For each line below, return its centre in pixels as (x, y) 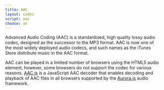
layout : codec (20, 14)
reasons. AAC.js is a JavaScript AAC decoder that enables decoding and (79, 73)
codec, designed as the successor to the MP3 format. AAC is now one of (80, 43)
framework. (17, 84)
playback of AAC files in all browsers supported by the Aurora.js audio (77, 78)
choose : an (16, 23)
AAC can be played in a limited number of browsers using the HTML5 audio (82, 62)
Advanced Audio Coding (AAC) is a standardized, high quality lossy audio (80, 37)
